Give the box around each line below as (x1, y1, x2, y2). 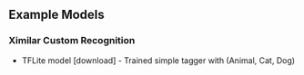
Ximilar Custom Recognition (8, 34, 136, 47)
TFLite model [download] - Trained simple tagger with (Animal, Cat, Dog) (21, 54, 296, 66)
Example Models (8, 7, 106, 23)
